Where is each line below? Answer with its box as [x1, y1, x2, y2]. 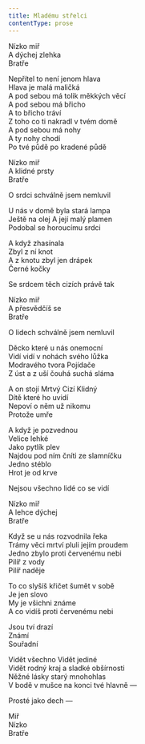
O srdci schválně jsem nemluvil [8, 190, 111, 200]
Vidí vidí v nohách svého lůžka [8, 351, 109, 361]
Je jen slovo [8, 589, 48, 599]
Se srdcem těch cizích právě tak [8, 279, 115, 289]
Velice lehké [8, 434, 49, 443]
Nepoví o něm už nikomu [8, 401, 91, 410]
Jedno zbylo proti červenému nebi [8, 548, 122, 558]
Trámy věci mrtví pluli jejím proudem [8, 540, 128, 549]
